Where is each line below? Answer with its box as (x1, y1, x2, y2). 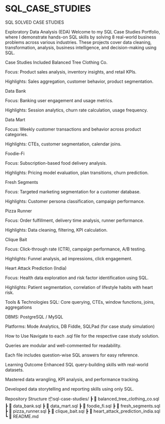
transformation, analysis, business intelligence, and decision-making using (5, 44, 157, 50)
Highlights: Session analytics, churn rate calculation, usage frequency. (5, 107, 148, 113)
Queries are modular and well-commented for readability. (5, 342, 122, 348)
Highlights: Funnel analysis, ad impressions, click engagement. (5, 255, 133, 261)
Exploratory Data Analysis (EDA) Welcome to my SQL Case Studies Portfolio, (5, 29, 160, 35)
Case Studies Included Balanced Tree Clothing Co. (5, 59, 108, 65)
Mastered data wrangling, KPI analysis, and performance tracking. (5, 376, 139, 382)
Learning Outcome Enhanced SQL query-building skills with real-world (5, 361, 149, 367)
